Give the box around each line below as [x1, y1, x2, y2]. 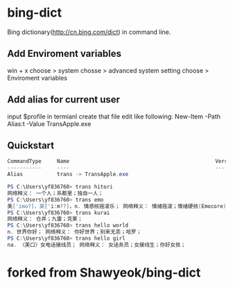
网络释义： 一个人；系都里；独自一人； [7, 189, 104, 197]
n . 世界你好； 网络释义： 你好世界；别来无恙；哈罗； [7, 229, 142, 236]
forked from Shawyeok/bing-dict [7, 265, 201, 280]
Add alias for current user [7, 94, 120, 105]
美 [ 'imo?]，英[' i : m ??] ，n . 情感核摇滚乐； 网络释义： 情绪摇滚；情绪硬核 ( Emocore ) [7, 202, 227, 209]
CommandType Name [7, 158, 70, 165]
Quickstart [7, 139, 55, 151]
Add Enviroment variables [7, 48, 122, 60]
